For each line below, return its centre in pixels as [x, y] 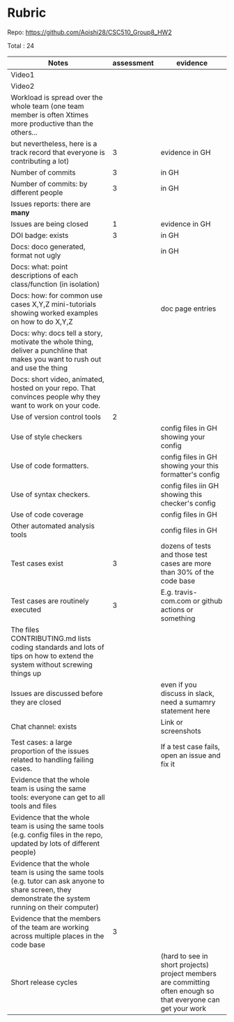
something [178, 618]
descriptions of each [45, 275]
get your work [184, 1008]
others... [24, 132]
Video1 [23, 75]
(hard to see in [184, 956]
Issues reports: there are [51, 204]
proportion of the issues [50, 750]
